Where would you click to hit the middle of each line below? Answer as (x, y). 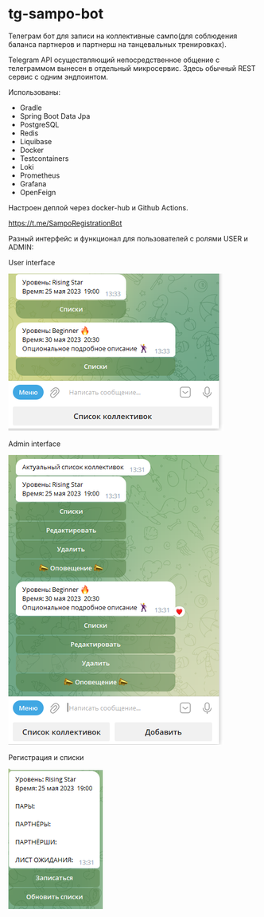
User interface (32, 262)
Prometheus (40, 175)
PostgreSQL (39, 124)
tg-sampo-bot (56, 14)
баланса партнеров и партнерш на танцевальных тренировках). (117, 44)
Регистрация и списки (46, 757)
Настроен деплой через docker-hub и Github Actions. (98, 207)
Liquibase (36, 141)
